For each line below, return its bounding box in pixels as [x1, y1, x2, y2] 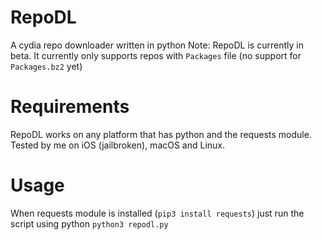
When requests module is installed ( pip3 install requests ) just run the [10, 207, 305, 219]
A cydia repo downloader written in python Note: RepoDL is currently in [10, 39, 304, 51]
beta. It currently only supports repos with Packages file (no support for [10, 49, 302, 61]
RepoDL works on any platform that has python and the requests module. [10, 128, 312, 140]
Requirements [10, 96, 130, 118]
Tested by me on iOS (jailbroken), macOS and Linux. [10, 139, 226, 151]
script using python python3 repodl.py [10, 217, 169, 230]
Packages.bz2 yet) [10, 60, 83, 72]
